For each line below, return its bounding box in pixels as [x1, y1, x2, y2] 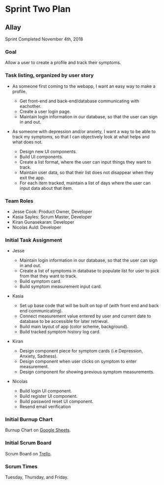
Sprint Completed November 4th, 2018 [5, 36, 83, 42]
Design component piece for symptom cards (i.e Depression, [19, 348, 143, 354]
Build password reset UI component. [19, 398, 94, 405]
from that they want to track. [19, 273, 78, 279]
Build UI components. [19, 154, 63, 160]
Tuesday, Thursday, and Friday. [5, 474, 69, 480]
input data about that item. [19, 185, 73, 191]
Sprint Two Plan [5, 3, 71, 15]
